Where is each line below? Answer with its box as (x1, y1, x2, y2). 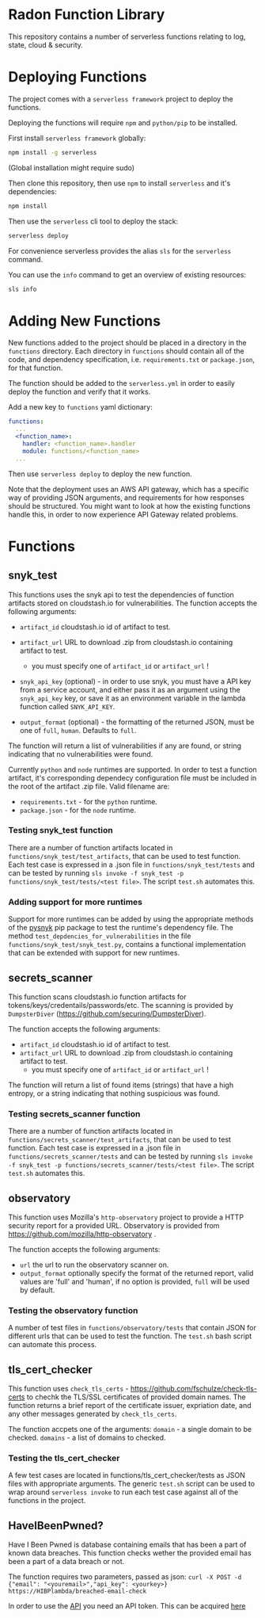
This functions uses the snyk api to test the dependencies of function (8, 590, 235, 599)
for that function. (8, 363, 63, 373)
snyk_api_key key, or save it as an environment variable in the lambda (19, 693, 246, 703)
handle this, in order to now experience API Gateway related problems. (8, 509, 239, 519)
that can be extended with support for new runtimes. (8, 948, 180, 958)
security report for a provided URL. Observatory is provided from (8, 1221, 220, 1231)
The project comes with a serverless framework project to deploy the (8, 93, 233, 104)
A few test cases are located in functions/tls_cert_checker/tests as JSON (8, 1471, 245, 1480)
